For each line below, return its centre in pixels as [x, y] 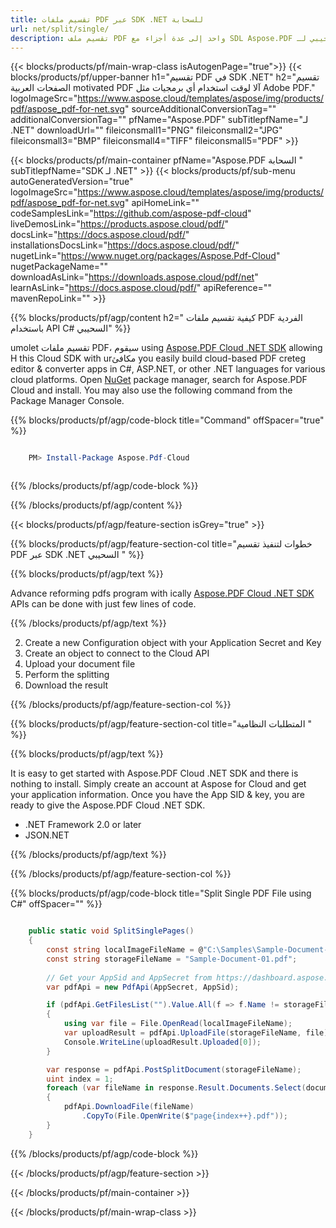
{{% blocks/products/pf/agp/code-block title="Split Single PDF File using [161, 893]
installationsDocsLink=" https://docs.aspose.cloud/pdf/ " [125, 245]
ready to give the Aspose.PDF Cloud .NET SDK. [108, 805]
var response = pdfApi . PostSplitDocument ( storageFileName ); [174, 1069]
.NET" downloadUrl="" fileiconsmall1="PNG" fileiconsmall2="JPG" [146, 130]
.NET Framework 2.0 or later [83, 825]
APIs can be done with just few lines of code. [103, 604]
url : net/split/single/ [60, 29]
